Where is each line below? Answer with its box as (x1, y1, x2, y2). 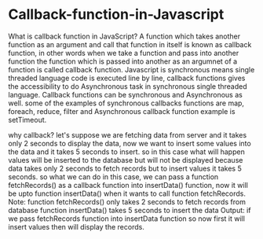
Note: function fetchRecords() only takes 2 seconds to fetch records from (8, 197, 246, 206)
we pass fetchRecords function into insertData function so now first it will (8, 214, 246, 223)
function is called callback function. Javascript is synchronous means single (8, 64, 255, 74)
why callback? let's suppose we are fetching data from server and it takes (8, 130, 247, 139)
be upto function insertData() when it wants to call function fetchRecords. (8, 189, 246, 198)
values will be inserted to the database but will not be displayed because (8, 155, 243, 164)
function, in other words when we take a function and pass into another (8, 48, 239, 57)
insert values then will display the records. (8, 222, 145, 231)
